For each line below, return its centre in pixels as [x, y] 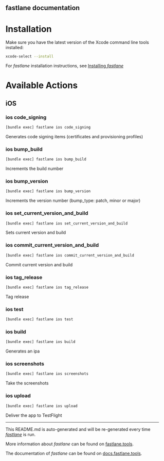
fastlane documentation [43, 8]
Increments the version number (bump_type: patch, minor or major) [73, 201]
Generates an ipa [23, 351]
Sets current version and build [36, 233]
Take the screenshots [27, 383]
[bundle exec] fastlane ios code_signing [48, 128]
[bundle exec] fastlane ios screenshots [47, 374]
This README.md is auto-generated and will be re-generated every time [78, 429]
